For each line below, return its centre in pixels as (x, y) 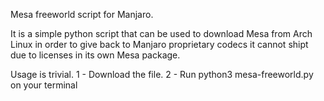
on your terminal (44, 85)
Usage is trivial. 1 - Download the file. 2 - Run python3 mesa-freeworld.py (162, 74)
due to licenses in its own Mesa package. (95, 55)
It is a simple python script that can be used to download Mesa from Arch (161, 33)
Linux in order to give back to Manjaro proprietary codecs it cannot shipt (159, 44)
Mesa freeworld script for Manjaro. (82, 14)
